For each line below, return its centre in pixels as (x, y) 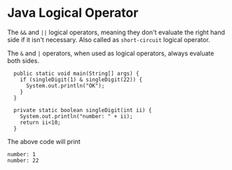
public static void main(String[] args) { (76, 73)
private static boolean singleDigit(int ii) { (83, 110)
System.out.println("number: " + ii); (76, 116)
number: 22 (23, 160)
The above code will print (44, 141)
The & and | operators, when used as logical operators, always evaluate (111, 53)
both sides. (23, 60)
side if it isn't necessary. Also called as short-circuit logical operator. (109, 39)
